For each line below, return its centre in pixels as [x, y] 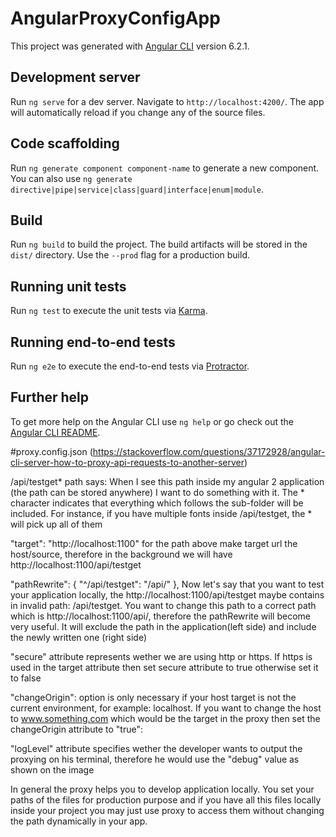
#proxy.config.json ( [51, 451]
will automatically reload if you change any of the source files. [138, 112]
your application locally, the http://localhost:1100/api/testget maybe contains [167, 594]
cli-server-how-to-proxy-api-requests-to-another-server [127, 462]
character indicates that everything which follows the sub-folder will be [157, 503]
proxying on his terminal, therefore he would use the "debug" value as [155, 759]
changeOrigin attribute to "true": [76, 729]
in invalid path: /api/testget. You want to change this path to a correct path [163, 605]
